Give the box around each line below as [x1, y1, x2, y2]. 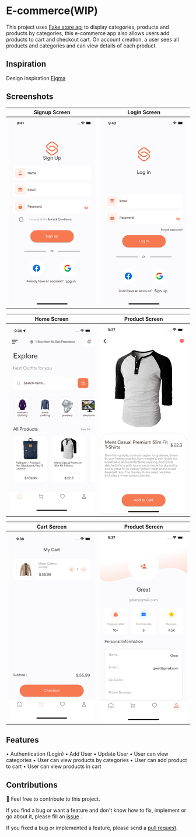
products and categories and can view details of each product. [6, 42, 157, 49]
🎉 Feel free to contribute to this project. [6, 795, 100, 802]
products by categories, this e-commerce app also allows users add [6, 29, 170, 36]
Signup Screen [34, 109, 71, 116]
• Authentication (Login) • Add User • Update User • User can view [6, 750, 169, 757]
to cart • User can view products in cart [6, 763, 101, 770]
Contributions [6, 780, 58, 790]
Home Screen [34, 315, 69, 323]
